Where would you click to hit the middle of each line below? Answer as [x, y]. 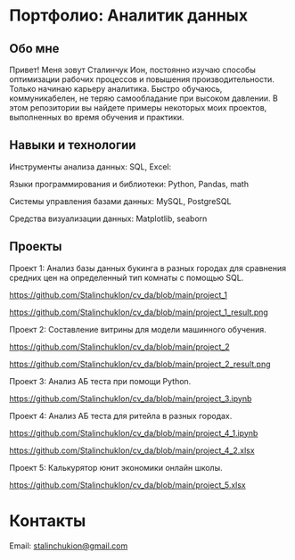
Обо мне [34, 49]
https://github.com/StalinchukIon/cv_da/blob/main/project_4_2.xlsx [132, 450]
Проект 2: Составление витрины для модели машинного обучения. [138, 329]
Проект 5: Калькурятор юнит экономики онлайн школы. [116, 467]
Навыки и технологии [73, 145]
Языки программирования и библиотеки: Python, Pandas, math [129, 184]
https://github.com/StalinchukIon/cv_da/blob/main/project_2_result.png [140, 364]
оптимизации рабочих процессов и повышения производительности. [142, 79]
